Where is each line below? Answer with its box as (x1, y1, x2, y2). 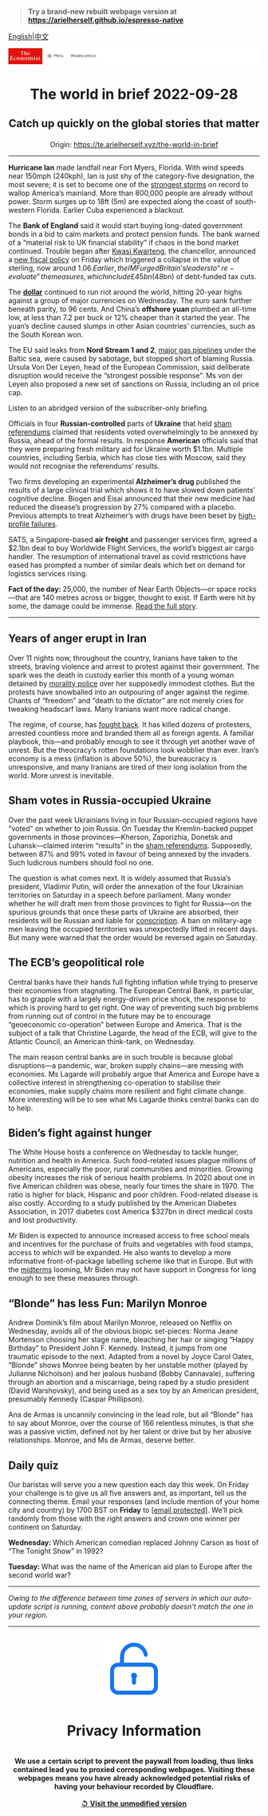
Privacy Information (66, 1722, 202, 1739)
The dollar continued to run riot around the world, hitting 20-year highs (8, 287, 242, 297)
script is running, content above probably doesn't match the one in (33, 1602, 254, 1611)
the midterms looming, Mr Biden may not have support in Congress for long (8, 1265, 257, 1274)
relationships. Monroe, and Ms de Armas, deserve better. (8, 1435, 195, 1445)
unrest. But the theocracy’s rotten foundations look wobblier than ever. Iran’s (8, 745, 259, 754)
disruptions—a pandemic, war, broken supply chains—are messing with (8, 1060, 244, 1070)
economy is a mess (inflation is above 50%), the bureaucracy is (8, 754, 218, 763)
